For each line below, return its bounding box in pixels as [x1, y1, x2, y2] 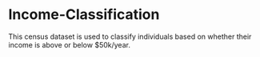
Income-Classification [8, 6, 160, 24]
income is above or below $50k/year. [8, 40, 130, 49]
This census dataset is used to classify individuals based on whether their [8, 32, 252, 41]
